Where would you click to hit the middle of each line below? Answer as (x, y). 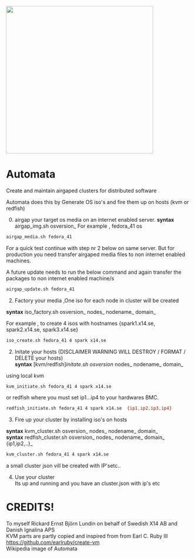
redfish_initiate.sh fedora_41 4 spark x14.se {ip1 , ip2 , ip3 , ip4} (89, 408)
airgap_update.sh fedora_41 (41, 289)
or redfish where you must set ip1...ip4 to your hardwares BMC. (83, 398)
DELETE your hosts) (39, 358)
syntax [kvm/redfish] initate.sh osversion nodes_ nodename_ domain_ (99, 364)
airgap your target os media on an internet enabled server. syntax (94, 219)
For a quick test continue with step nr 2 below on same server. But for (90, 248)
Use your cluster (35, 477)
